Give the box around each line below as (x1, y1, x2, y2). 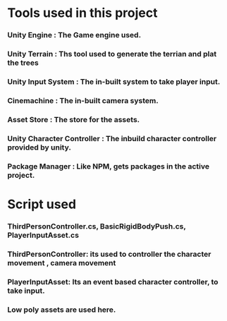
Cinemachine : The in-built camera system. (7, 95, 159, 105)
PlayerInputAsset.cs (7, 230, 80, 240)
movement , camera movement (7, 258, 116, 267)
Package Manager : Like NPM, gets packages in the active (7, 161, 210, 171)
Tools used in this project (7, 5, 158, 21)
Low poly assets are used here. (7, 305, 116, 315)
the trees (7, 58, 39, 68)
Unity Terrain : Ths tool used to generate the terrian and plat (7, 49, 217, 59)
